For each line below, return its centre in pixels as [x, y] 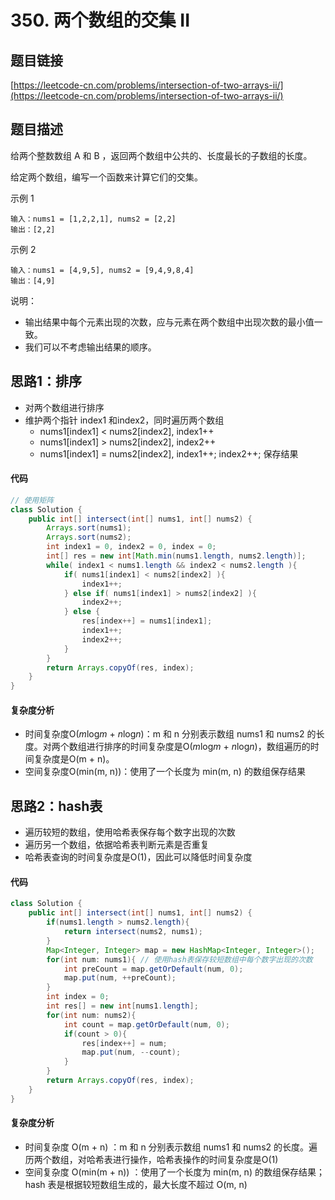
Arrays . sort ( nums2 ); [89, 537]
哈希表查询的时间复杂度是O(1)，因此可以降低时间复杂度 [138, 857]
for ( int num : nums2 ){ [91, 1015]
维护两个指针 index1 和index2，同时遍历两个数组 [124, 420]
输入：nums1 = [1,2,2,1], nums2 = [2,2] [93, 219]
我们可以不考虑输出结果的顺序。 [90, 347]
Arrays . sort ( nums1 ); [89, 528]
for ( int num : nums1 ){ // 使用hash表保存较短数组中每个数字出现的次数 [179, 959]
